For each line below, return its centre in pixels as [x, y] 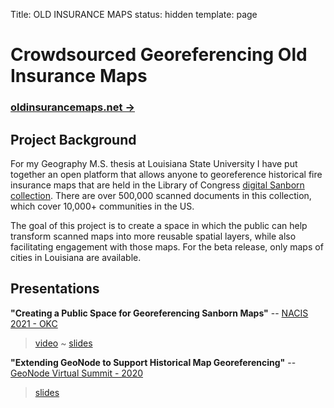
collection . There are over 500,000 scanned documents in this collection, [161, 195]
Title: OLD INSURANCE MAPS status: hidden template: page [134, 14]
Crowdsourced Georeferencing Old [159, 55]
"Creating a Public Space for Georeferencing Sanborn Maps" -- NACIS [159, 313]
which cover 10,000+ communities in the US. [102, 206]
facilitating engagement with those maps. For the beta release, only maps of [167, 246]
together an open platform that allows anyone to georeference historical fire [166, 174]
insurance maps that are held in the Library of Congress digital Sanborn [157, 185]
